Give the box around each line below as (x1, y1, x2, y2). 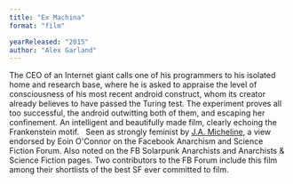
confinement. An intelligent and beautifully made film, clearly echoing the (9, 117, 277, 128)
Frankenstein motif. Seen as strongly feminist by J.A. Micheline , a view (9, 126, 272, 138)
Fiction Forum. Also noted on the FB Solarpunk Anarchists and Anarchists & (9, 146, 285, 156)
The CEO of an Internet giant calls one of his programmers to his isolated (9, 70, 276, 81)
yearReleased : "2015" (9, 37, 90, 46)
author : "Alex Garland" (9, 45, 98, 54)
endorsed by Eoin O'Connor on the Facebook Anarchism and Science (9, 136, 264, 147)
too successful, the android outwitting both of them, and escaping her (9, 108, 265, 118)
